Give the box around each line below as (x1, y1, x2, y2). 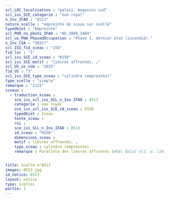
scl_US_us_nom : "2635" (5, 64, 56, 69)
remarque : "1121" (5, 83, 44, 88)
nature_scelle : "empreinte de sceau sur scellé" (5, 21, 112, 27)
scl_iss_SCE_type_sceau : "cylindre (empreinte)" (5, 74, 112, 79)
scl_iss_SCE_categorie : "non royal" (5, 12, 85, 17)
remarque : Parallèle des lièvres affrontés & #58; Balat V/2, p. (14, 149, 155, 154)
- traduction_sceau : (10, 92, 56, 97)
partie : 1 (5, 186, 26, 191)
